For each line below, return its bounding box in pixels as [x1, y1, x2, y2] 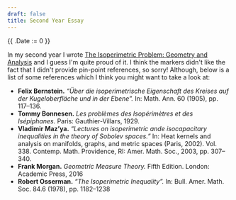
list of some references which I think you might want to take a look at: [7, 72, 210, 82]
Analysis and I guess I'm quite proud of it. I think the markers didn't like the [7, 57, 225, 66]
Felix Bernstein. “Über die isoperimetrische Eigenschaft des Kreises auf [17, 87, 229, 95]
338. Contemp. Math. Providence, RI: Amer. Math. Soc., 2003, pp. [17, 147, 210, 155]
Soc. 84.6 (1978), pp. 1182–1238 [17, 184, 111, 193]
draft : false [7, 10, 46, 18]
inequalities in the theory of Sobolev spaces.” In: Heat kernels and [17, 132, 211, 140]
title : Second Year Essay [7, 17, 84, 24]
